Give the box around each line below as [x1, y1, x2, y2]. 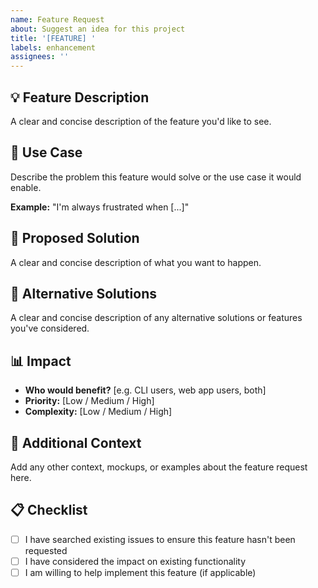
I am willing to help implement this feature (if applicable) [24, 566, 257, 578]
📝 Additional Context [10, 434, 142, 451]
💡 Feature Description [10, 89, 150, 106]
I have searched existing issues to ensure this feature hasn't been [24, 533, 296, 545]
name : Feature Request [10, 14, 105, 25]
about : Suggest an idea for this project [10, 24, 186, 34]
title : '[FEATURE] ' [10, 33, 97, 43]
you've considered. [10, 322, 90, 335]
